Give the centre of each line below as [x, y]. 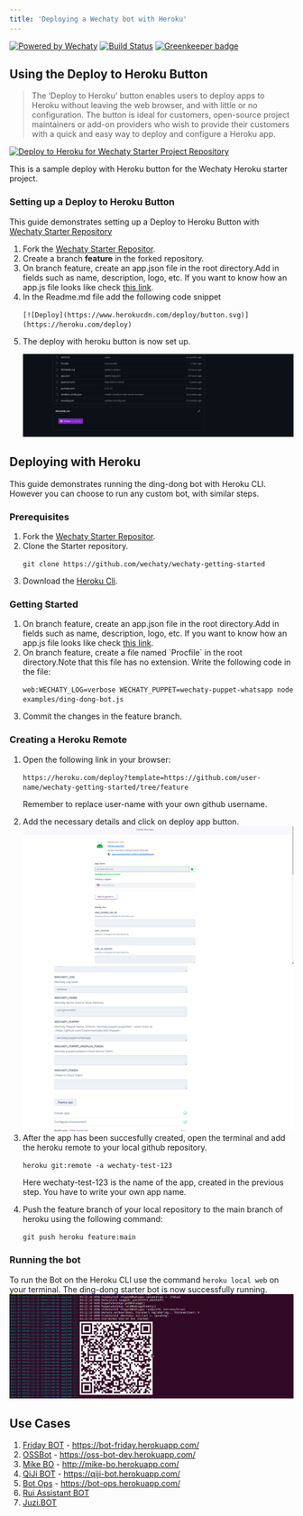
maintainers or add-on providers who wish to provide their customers [161, 124]
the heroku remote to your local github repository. [115, 1148]
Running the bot [45, 1260]
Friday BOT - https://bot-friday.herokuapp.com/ [111, 1445]
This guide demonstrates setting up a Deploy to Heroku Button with [134, 222]
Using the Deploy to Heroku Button [109, 74]
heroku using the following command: [92, 1219]
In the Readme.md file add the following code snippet [122, 297]
